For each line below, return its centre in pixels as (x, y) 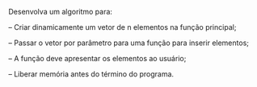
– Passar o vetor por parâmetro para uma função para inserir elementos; (128, 43)
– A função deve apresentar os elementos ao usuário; (97, 58)
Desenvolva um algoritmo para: (61, 12)
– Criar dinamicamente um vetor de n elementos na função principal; (122, 27)
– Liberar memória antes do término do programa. (91, 74)
